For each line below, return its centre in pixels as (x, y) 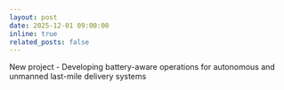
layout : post (33, 17)
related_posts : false (49, 42)
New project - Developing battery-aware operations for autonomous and (142, 67)
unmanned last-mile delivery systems (78, 77)
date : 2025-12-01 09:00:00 (59, 26)
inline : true (33, 34)
